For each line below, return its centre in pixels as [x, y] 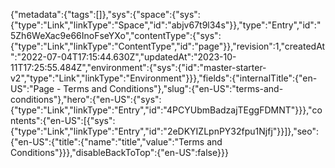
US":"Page [32, 88]
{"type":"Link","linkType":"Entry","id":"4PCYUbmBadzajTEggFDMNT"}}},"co [166, 110]
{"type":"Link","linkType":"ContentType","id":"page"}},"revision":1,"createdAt [168, 46]
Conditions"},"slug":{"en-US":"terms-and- [196, 88]
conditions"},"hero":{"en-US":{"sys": [86, 99]
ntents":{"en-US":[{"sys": [63, 120]
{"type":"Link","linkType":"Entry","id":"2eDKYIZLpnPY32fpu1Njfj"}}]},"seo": [165, 131]
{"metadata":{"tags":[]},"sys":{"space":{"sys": [105, 14]
